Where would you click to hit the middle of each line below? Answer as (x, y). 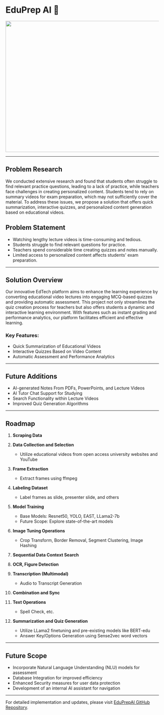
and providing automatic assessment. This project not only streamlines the (80, 302)
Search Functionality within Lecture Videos (55, 398)
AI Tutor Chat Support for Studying (47, 393)
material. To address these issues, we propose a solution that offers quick (80, 202)
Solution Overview (34, 280)
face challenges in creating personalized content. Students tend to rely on (80, 191)
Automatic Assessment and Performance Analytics (64, 356)
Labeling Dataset (30, 488)
